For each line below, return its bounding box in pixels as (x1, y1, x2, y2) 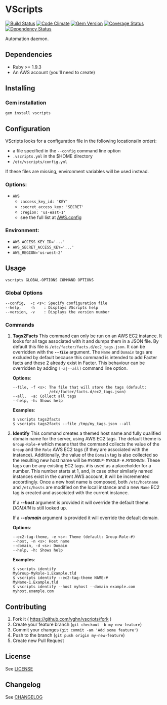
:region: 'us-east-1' (20, 210, 66, 215)
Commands (5, 321, 34, 328)
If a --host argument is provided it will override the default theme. (12, 499, 150, 506)
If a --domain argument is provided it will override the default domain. (12, 515, 159, 521)
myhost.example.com (12, 589, 54, 594)
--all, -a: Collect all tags (12, 394, 77, 399)
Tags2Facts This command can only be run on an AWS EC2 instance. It (12, 333, 162, 339)
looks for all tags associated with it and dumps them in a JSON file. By (12, 338, 159, 344)
